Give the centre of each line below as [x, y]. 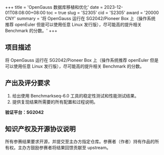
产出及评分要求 [28, 83]
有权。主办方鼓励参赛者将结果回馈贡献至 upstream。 [58, 148]
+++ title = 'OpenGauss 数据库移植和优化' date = [54, 7]
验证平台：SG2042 [24, 112]
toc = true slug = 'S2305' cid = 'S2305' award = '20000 [103, 13]
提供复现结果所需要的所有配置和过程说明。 [55, 102]
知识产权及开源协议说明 [40, 129]
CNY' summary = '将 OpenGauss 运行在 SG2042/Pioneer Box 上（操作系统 [80, 18]
